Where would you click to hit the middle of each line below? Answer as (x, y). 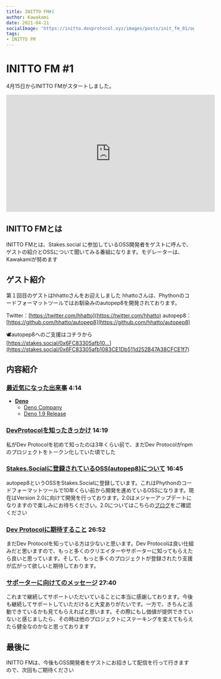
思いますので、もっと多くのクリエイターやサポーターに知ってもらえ (105, 551)
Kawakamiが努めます (32, 259)
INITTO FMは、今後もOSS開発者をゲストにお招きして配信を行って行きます (98, 663)
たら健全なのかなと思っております (48, 627)
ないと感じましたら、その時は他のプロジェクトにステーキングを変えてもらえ (100, 619)
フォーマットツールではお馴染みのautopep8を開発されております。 (98, 303)
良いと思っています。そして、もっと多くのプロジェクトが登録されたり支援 (102, 558)
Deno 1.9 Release (45, 414)
